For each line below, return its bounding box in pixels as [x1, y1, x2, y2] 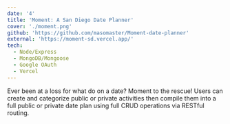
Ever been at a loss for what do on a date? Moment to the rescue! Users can [7, 87, 223, 95]
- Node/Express [13, 49, 57, 56]
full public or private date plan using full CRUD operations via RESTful [7, 101, 205, 110]
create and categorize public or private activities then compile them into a [7, 94, 217, 102]
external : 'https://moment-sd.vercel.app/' [7, 36, 134, 43]
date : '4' [7, 10, 36, 17]
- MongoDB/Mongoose [13, 55, 70, 62]
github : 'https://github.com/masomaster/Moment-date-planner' [7, 29, 189, 37]
